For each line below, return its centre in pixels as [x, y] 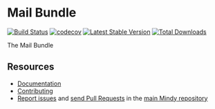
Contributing [35, 90]
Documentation [39, 83]
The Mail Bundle [30, 45]
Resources [31, 67]
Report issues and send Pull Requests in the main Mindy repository [112, 98]
